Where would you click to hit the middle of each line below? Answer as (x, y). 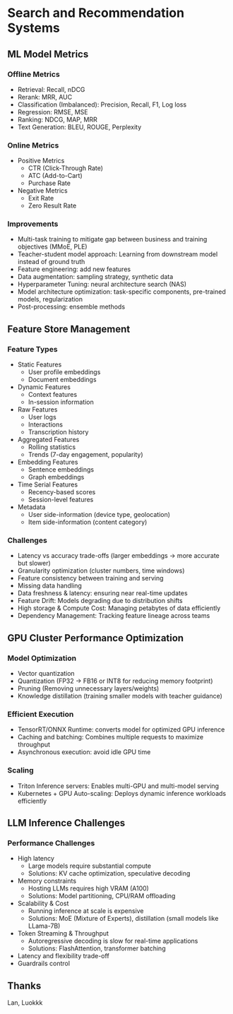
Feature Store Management (69, 329)
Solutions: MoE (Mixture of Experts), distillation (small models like (123, 919)
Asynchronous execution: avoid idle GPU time (84, 752)
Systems (34, 28)
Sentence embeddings (61, 470)
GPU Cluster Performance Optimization (96, 638)
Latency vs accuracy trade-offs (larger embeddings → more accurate (119, 556)
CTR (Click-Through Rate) (66, 168)
